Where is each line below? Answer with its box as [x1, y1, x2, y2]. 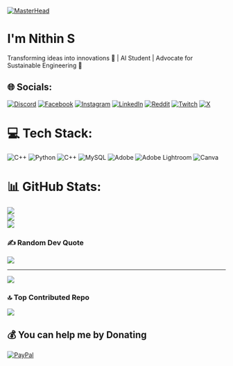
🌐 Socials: [7, 81, 53, 93]
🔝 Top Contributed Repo [7, 292, 90, 302]
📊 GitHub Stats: [7, 178, 102, 194]
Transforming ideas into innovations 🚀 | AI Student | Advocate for [7, 53, 193, 62]
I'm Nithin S [7, 31, 76, 47]
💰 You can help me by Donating [7, 328, 147, 340]
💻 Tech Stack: [7, 125, 93, 141]
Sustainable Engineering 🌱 [7, 61, 83, 69]
